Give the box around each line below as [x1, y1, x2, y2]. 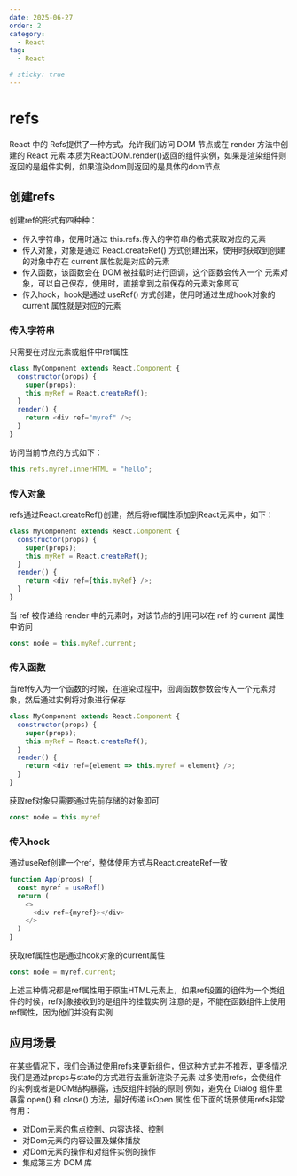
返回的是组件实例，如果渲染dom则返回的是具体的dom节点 [9, 161, 221, 171]
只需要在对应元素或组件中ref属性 [9, 346, 129, 357]
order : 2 [9, 21, 42, 30]
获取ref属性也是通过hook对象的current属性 [9, 950, 166, 960]
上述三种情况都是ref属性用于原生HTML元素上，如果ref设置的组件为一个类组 [9, 984, 285, 995]
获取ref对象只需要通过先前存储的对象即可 [9, 795, 160, 805]
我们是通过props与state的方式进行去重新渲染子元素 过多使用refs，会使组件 [9, 1071, 282, 1082]
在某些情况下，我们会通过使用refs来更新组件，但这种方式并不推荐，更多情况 [9, 1061, 288, 1071]
